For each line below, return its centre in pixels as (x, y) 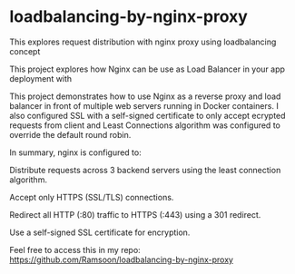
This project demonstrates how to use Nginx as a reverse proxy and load (145, 96)
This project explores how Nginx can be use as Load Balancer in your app (147, 69)
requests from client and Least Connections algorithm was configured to (145, 125)
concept (25, 51)
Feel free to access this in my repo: (75, 250)
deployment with (41, 78)
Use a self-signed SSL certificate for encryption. (100, 232)
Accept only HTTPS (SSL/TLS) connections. (92, 197)
